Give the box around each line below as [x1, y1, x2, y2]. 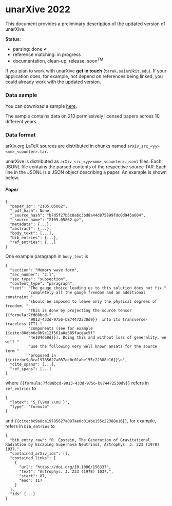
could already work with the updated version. [5, 79, 101, 85]
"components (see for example [28, 326, 93, 332]
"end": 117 [18, 478, 43, 483]
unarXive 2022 [5, 4, 71, 15]
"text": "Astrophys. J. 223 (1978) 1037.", [18, 469, 114, 474]
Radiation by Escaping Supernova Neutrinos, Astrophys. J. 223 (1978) [5, 442, 160, 447]
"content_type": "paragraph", [10, 281, 74, 286]
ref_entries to [5, 385, 36, 392]
